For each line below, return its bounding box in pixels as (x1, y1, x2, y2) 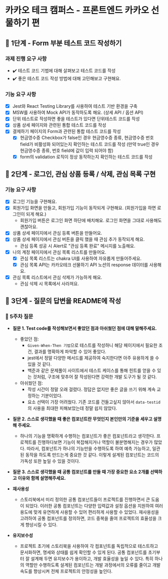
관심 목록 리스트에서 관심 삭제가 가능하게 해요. (12, 274, 103, 280)
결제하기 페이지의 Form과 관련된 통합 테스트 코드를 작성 (12, 128, 121, 134)
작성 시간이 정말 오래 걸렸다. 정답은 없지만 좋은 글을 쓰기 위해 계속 (27, 386, 156, 393)
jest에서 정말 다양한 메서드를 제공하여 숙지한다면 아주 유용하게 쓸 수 (27, 355, 159, 361)
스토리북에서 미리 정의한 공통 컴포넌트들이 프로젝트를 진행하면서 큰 (20, 496, 150, 502)
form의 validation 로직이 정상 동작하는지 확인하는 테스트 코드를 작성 (20, 154, 153, 160)
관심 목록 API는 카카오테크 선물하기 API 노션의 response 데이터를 (20, 261, 148, 267)
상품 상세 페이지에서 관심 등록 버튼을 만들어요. (12, 230, 103, 236)
